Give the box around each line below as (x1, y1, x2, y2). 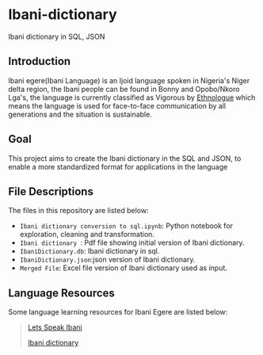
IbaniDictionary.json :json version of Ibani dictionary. (19, 255, 196, 265)
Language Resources (8, 286, 115, 300)
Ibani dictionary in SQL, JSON (8, 32, 105, 41)
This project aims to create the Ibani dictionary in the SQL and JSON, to (8, 153, 242, 163)
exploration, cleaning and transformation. (19, 230, 154, 239)
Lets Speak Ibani (27, 323, 82, 332)
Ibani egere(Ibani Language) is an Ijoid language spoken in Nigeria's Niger (8, 75, 250, 85)
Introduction (8, 55, 71, 68)
